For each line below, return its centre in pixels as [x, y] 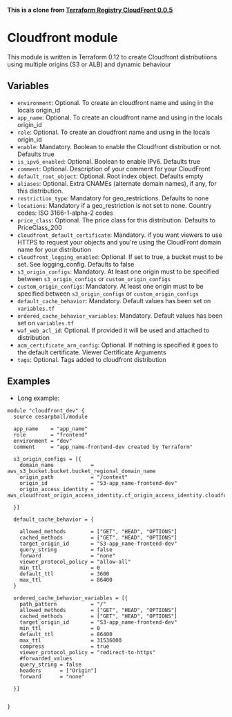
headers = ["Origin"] [58, 670]
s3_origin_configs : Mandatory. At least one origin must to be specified [118, 271]
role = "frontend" [51, 434]
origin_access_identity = [57, 489]
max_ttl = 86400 [66, 580]
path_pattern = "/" [63, 604]
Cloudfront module [62, 38]
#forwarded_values [46, 658]
